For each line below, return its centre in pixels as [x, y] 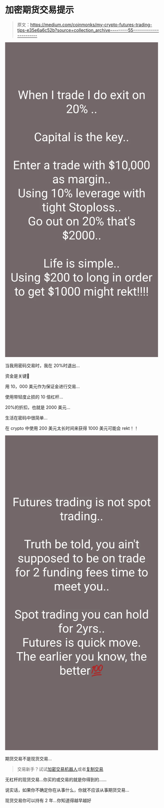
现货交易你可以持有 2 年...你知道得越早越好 [48, 800]
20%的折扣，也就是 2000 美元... [38, 407]
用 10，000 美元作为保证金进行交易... [42, 386]
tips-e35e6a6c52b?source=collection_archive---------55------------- [88, 30]
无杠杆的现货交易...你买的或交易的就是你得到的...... [56, 779]
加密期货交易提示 [40, 10]
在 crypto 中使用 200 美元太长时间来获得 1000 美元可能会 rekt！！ [72, 428]
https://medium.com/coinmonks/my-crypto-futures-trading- [91, 25]
